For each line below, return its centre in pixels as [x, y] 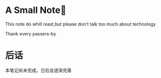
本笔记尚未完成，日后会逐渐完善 [38, 70]
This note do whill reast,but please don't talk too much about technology [80, 24]
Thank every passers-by [31, 33]
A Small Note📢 [36, 10]
